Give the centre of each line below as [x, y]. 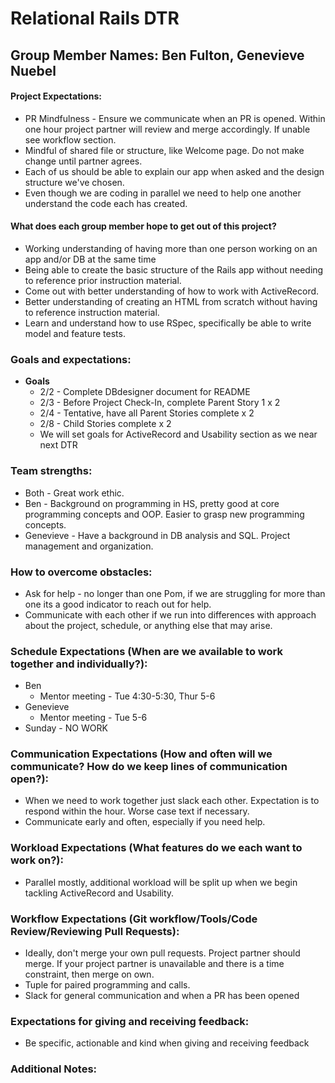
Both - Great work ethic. [74, 493]
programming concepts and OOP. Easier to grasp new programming [164, 514]
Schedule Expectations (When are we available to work [146, 651]
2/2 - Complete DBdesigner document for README [145, 392]
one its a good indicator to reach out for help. [118, 604]
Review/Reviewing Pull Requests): [95, 931]
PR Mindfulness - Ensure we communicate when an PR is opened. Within [175, 118]
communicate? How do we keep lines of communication [149, 767]
